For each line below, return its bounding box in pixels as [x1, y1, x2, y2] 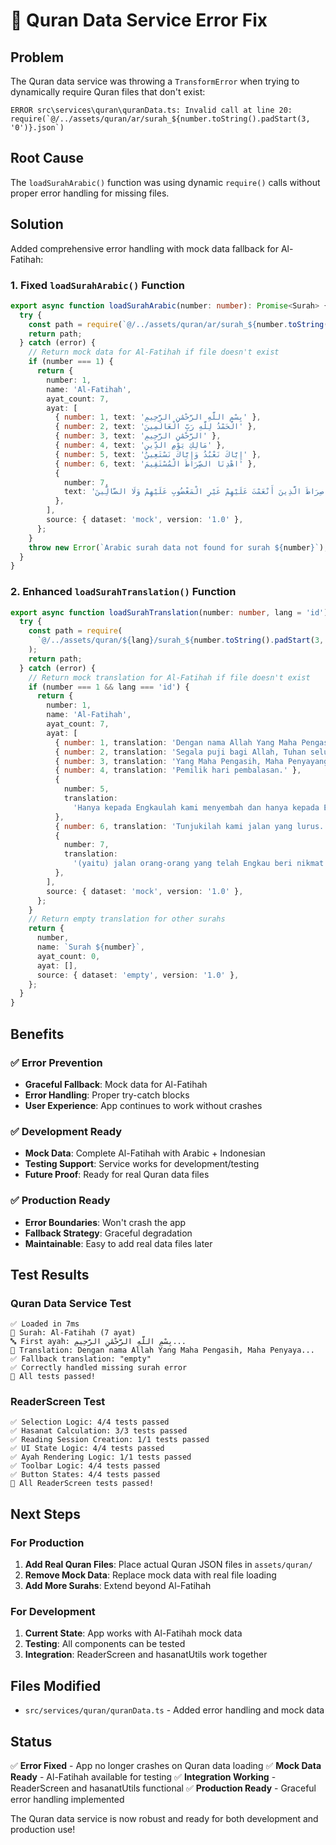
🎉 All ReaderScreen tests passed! [10, 1479, 155, 1489]
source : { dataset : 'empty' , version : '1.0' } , [36, 970, 240, 980]
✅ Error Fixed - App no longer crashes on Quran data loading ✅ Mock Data [10, 1760, 322, 1772]
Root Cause [10, 150, 85, 167]
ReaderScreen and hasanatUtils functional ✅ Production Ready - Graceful [10, 1782, 317, 1794]
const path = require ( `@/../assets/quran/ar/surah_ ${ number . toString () [28, 319, 333, 329]
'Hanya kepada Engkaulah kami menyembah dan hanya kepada [73, 802, 320, 813]
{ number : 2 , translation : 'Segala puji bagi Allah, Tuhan [54, 747, 307, 757]
